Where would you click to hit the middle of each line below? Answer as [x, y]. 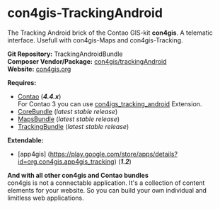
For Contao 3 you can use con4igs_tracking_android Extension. [110, 103]
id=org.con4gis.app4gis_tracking [66, 162]
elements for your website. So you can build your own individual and [107, 190]
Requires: [22, 82]
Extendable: [25, 140]
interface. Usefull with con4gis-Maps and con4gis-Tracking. [95, 40]
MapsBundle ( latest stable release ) [69, 119]
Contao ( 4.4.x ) [39, 96]
